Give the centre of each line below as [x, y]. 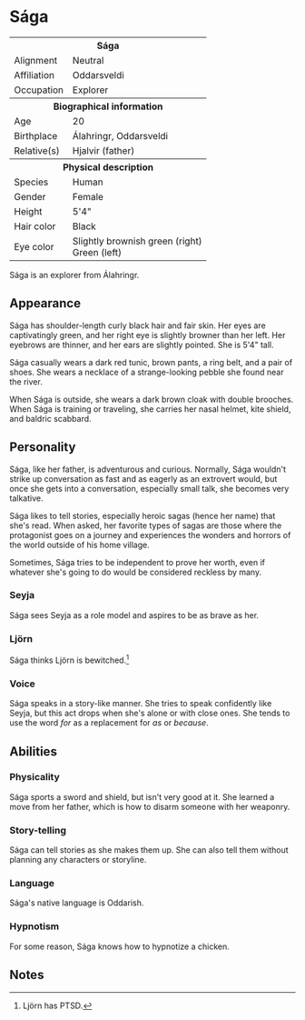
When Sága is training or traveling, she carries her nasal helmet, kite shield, [150, 409]
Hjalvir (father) [103, 150]
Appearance [45, 303]
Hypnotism [34, 926]
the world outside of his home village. [79, 545]
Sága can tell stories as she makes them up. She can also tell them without [149, 850]
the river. [26, 381]
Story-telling [38, 830]
